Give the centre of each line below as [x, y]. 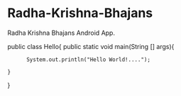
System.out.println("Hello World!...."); [88, 59]
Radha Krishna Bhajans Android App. [61, 33]
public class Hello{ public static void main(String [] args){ [91, 46]
